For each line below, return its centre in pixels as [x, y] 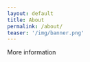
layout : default [30, 13]
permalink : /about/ [35, 26]
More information [32, 52]
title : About [26, 20]
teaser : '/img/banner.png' [46, 33]
